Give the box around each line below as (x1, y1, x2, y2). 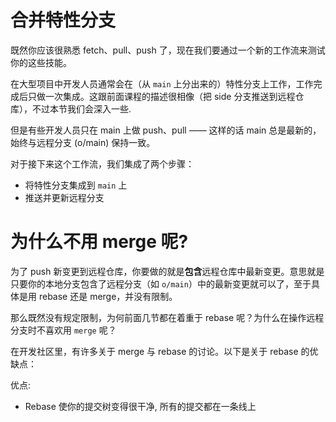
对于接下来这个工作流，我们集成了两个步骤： (10, 157, 195, 170)
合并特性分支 (10, 9, 117, 32)
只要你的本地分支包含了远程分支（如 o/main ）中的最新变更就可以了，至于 (10, 277, 312, 290)
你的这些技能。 (10, 56, 72, 68)
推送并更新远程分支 (24, 191, 105, 203)
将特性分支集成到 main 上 (24, 179, 128, 191)
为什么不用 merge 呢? (10, 231, 189, 253)
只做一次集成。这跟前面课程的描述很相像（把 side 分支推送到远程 (27, 90, 296, 102)
